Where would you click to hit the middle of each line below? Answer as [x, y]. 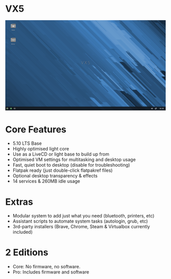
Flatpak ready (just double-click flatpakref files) [63, 170]
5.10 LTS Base [27, 143]
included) [23, 232]
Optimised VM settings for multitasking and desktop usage [74, 160]
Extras [19, 202]
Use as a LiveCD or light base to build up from [61, 154]
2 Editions [27, 253]
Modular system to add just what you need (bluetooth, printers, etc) [83, 216]
